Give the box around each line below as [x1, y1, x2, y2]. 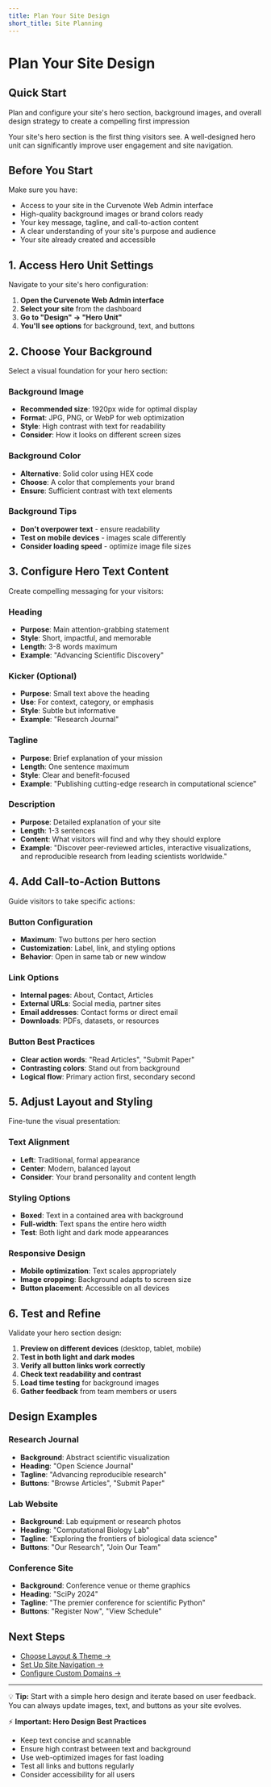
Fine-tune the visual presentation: [8, 1117, 121, 1126]
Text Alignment [8, 1137, 70, 1148]
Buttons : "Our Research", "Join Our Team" [19, 1543, 161, 1552]
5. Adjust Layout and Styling [8, 1095, 153, 1109]
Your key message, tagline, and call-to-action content [19, 218, 199, 228]
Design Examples [8, 1409, 98, 1424]
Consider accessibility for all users [19, 1770, 135, 1780]
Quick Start [8, 86, 67, 100]
